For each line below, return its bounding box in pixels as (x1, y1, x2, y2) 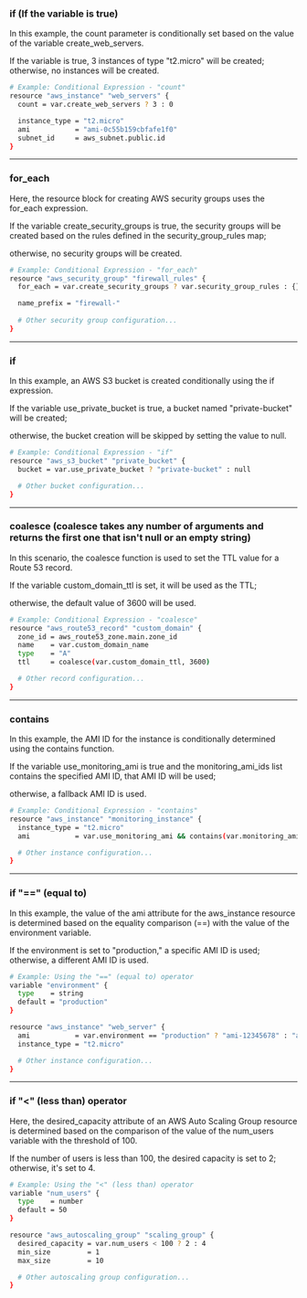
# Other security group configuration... (17, 316, 178, 325)
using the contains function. (9, 743, 115, 754)
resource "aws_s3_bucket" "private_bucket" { (9, 456, 185, 466)
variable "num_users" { (9, 1188, 101, 1197)
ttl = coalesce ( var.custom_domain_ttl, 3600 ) (17, 657, 210, 667)
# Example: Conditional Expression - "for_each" (9, 265, 198, 274)
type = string (17, 989, 84, 998)
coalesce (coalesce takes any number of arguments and (9, 520, 264, 533)
